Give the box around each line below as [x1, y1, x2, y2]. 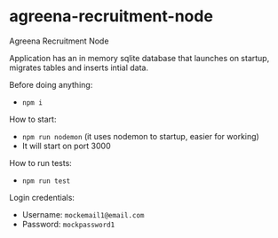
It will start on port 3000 [21, 140, 111, 151]
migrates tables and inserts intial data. [9, 62, 149, 73]
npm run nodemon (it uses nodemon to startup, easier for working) [21, 131, 259, 141]
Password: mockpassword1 [21, 218, 115, 229]
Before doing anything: [9, 79, 93, 90]
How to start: [9, 114, 57, 124]
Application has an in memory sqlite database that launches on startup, [9, 52, 270, 63]
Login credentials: [9, 192, 75, 202]
